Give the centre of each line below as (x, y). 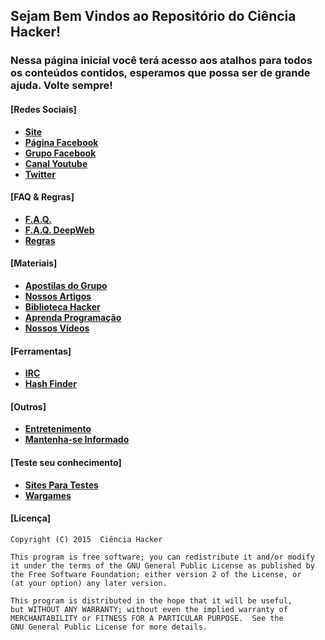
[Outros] (28, 406)
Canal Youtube (56, 163)
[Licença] (31, 518)
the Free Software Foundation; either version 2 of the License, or (156, 574)
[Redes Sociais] (43, 109)
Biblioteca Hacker (62, 306)
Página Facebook (61, 142)
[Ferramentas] (41, 351)
